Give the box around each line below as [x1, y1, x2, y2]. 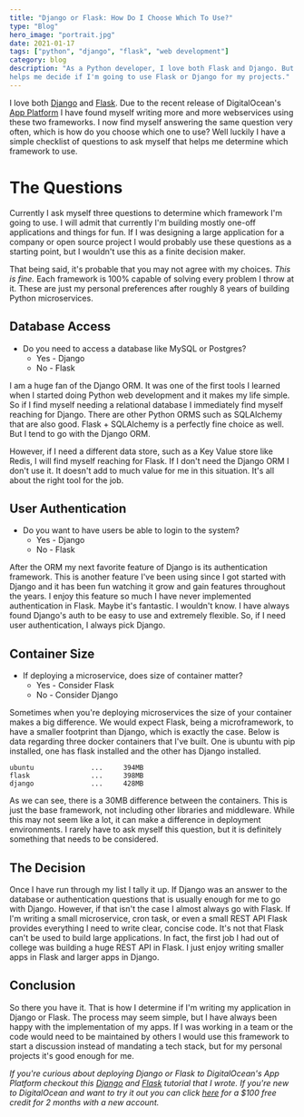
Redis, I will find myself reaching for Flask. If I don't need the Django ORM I [9, 455, 289, 466]
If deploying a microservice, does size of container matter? [22, 670, 243, 681]
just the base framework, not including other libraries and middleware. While [9, 805, 295, 816]
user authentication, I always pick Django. [9, 619, 166, 631]
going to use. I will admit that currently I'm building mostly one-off [9, 217, 256, 228]
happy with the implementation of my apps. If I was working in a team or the [9, 1021, 293, 1032]
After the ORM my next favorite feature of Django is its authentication [9, 562, 268, 573]
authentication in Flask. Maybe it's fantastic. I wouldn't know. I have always [9, 600, 290, 611]
